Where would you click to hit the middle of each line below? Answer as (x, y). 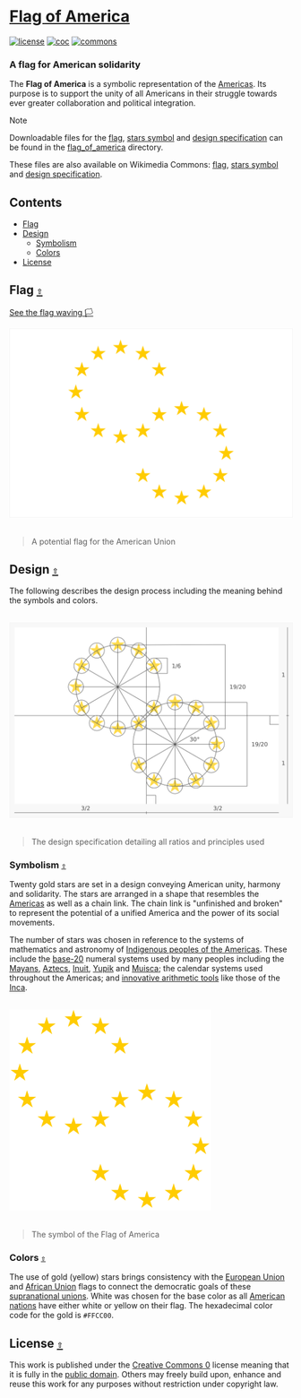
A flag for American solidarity (75, 65)
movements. (32, 923)
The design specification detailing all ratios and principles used (148, 841)
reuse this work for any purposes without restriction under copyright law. (144, 1384)
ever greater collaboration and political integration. (103, 103)
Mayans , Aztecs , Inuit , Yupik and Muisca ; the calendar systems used (136, 969)
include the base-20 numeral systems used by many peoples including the (147, 959)
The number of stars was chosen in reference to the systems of (127, 940)
